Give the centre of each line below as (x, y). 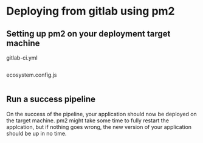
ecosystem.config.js (32, 75)
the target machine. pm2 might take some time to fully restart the (88, 120)
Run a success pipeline (51, 99)
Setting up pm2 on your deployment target (88, 34)
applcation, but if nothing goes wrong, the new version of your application (99, 127)
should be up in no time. (36, 133)
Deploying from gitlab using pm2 (91, 11)
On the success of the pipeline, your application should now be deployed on (102, 114)
